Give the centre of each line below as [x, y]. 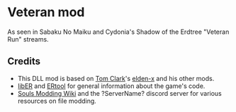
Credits [24, 62]
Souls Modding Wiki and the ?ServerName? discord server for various [119, 93]
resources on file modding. [57, 101]
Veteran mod [46, 12]
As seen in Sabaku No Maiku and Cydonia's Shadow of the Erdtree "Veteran [118, 32]
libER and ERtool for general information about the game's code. [111, 86]
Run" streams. [28, 39]
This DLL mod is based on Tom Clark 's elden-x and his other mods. [116, 78]
